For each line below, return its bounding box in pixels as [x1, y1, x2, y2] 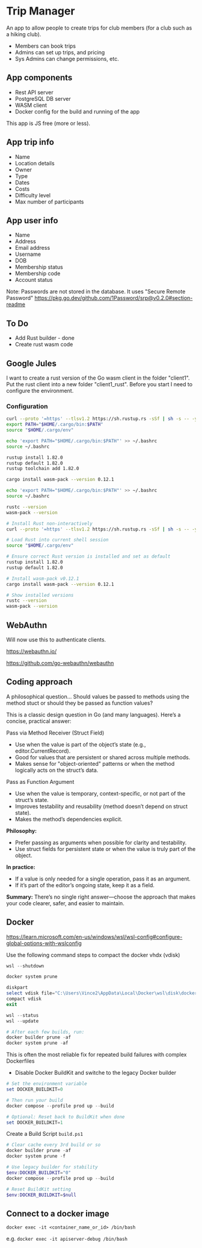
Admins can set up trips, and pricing [14, 48, 105, 56]
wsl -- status [6, 1012, 39, 1018]
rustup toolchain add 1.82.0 [6, 466, 79, 472]
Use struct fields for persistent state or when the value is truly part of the [14, 845, 196, 852]
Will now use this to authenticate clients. [6, 635, 106, 643]
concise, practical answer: [6, 717, 72, 725]
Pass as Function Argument [6, 778, 75, 785]
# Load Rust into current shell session [6, 537, 109, 543]
